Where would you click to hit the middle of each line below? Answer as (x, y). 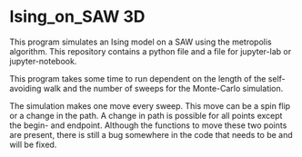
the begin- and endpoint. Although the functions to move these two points (148, 125)
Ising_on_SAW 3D (77, 17)
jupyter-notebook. (43, 61)
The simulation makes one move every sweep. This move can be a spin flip (150, 105)
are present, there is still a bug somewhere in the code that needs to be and (151, 134)
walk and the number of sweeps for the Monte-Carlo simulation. (163, 88)
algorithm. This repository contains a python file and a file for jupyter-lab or (151, 51)
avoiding (25, 88)
